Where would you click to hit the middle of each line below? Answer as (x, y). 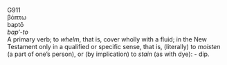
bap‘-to (18, 32)
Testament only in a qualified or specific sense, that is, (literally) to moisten (114, 47)
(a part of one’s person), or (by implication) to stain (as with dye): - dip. (108, 54)
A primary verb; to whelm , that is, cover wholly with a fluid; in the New (107, 39)
